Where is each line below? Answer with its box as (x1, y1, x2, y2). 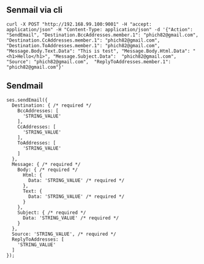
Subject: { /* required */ (17, 209, 86, 216)
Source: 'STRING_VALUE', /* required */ (12, 231, 116, 237)
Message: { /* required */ (12, 161, 81, 167)
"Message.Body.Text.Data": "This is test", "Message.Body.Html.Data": (6, 48, 191, 54)
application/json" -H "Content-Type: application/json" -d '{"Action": (6, 26, 193, 32)
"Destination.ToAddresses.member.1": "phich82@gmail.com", (6, 42, 161, 48)
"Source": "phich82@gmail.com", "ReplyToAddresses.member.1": (6, 58, 172, 65)
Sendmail (6, 81, 43, 91)
